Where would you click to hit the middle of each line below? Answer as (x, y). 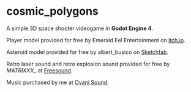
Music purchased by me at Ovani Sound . (58, 82)
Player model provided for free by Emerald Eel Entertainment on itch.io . (96, 40)
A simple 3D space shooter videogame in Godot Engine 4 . (80, 28)
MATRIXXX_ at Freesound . (39, 70)
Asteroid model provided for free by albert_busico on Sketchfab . (88, 52)
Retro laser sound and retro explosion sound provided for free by (88, 64)
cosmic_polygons (53, 11)
